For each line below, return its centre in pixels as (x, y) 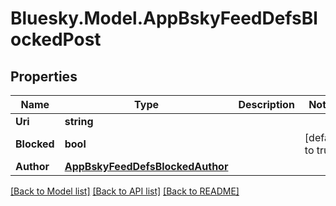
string (79, 121)
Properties (44, 76)
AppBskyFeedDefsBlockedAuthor (146, 166)
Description (266, 104)
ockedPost (56, 39)
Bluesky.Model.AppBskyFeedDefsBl (164, 18)
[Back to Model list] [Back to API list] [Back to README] (125, 191)
